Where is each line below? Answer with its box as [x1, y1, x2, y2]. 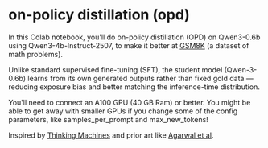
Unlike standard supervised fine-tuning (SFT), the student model [8, 64, 223, 74]
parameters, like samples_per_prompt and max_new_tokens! [8, 114, 209, 124]
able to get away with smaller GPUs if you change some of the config [8, 106, 238, 116]
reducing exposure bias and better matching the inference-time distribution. [8, 82, 260, 92]
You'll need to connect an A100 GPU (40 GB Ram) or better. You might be [8, 97, 251, 107]
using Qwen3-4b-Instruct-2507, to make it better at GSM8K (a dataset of [8, 40, 249, 50]
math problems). [8, 49, 63, 59]
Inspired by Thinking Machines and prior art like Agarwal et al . [8, 130, 214, 140]
